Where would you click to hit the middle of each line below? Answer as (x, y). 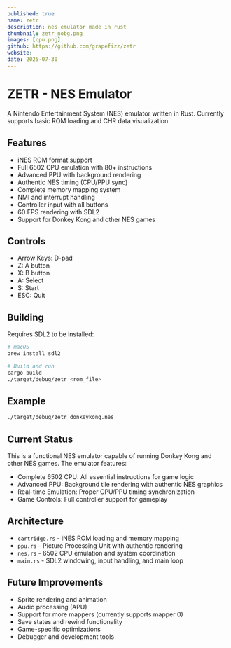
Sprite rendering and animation (62, 599)
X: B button (34, 273)
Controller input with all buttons (63, 205)
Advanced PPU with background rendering (79, 174)
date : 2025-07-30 (33, 60)
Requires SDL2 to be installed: (51, 334)
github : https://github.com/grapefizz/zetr (72, 46)
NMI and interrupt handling (56, 197)
